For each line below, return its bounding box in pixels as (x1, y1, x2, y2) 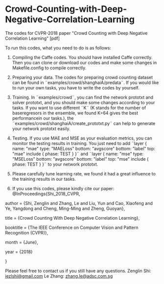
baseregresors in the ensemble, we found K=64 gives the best (12, 110, 139, 116)
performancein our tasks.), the (12, 115, 74, 121)
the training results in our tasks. (12, 176, 76, 182)
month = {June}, (5, 239, 38, 245)
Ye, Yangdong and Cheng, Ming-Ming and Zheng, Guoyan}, (5, 205, 125, 211)
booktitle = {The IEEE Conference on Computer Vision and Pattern (5, 225, 139, 230)
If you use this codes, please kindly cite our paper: (12, 185, 114, 191)
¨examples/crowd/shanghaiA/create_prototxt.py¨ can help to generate (12, 120, 156, 126)
